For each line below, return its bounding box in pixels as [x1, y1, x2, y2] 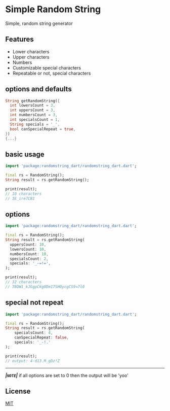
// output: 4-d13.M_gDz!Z [5, 358, 60, 363]
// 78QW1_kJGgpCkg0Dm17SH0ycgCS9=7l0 [5, 284, 85, 289]
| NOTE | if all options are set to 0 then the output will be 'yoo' [5, 372, 129, 379]
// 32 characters [5, 280, 42, 285]
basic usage [5, 150, 45, 158]
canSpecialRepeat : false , [14, 335, 69, 340]
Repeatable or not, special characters [12, 70, 91, 76]
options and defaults [5, 85, 72, 93]
